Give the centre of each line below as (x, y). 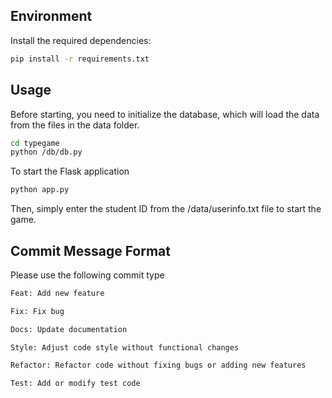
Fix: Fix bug (37, 311)
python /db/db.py (46, 152)
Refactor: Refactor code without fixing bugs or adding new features (158, 365)
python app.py (40, 190)
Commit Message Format (90, 250)
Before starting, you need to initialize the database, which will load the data (165, 114)
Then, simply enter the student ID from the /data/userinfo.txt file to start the (166, 209)
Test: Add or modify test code (75, 384)
